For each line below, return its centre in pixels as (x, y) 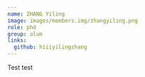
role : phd (22, 27)
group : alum (25, 34)
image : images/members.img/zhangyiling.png (73, 21)
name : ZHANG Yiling (36, 14)
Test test (20, 67)
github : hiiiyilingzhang (50, 47)
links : (17, 41)
